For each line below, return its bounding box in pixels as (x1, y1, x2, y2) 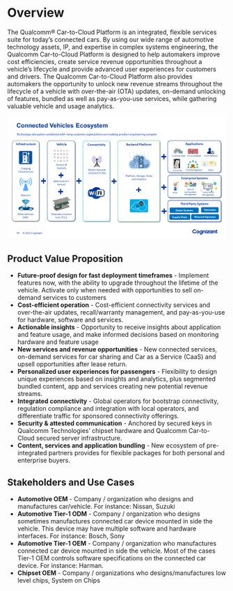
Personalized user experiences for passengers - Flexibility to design (17, 368, 218, 376)
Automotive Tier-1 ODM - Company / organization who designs (17, 510, 200, 518)
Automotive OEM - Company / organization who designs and (17, 495, 193, 503)
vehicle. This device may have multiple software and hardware (17, 524, 197, 533)
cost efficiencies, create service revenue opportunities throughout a (7, 57, 202, 65)
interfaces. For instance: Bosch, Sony (17, 532, 125, 540)
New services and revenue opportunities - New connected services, (17, 345, 218, 354)
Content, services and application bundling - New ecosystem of (17, 441, 205, 450)
